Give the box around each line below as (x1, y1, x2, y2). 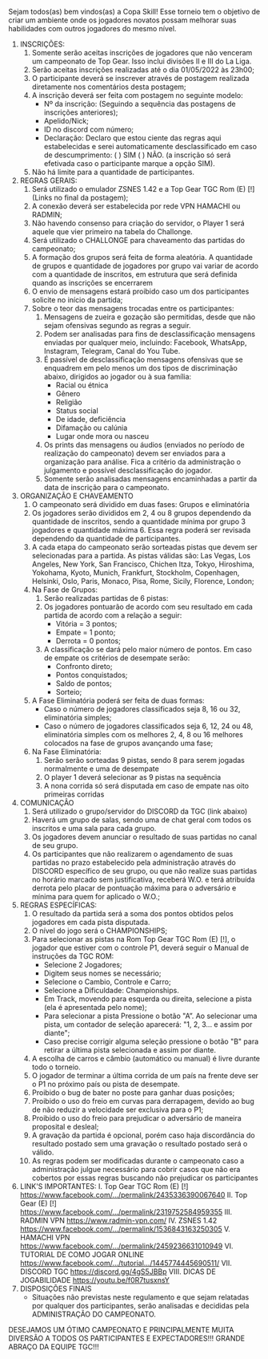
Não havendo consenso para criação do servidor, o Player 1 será (31, 218, 246, 228)
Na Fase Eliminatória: (31, 747, 102, 757)
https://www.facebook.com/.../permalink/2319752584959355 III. (19, 1207, 233, 1216)
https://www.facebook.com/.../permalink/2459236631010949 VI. (19, 1241, 234, 1251)
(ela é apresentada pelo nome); (43, 1003, 147, 1012)
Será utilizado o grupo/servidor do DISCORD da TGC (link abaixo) (31, 806, 248, 816)
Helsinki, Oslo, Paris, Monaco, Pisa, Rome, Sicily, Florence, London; (31, 577, 254, 586)
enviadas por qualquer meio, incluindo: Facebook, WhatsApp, (43, 338, 247, 347)
